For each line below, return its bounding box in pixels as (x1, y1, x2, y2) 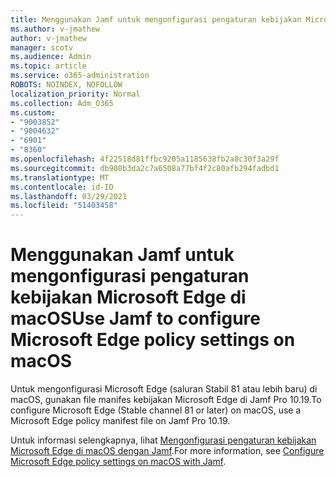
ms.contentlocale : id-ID (10, 182, 114, 192)
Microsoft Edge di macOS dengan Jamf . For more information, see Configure (10, 445, 325, 457)
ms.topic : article (10, 61, 87, 71)
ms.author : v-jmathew (10, 24, 101, 34)
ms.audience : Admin (10, 52, 92, 62)
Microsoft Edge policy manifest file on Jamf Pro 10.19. (10, 415, 231, 427)
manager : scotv (10, 42, 74, 53)
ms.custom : (10, 107, 56, 118)
